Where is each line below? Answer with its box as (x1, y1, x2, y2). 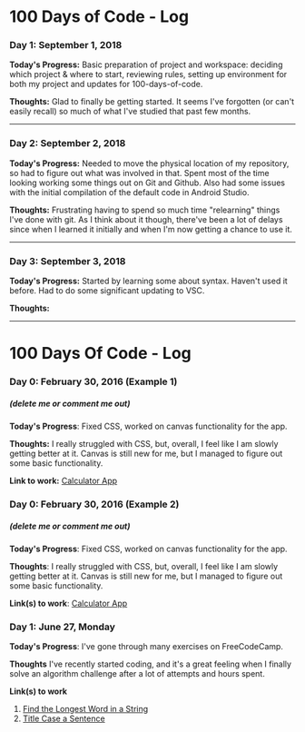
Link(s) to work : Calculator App (9, 598, 128, 609)
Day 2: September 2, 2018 (9, 137, 126, 150)
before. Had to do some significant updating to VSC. (9, 285, 205, 296)
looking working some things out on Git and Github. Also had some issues (9, 177, 286, 188)
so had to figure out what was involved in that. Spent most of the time (9, 167, 270, 178)
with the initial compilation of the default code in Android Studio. (9, 186, 250, 197)
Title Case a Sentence (22, 713, 106, 724)
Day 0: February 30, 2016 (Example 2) (9, 498, 180, 510)
